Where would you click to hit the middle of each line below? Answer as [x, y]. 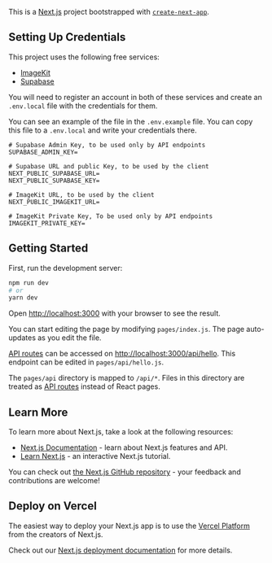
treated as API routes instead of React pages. [84, 386]
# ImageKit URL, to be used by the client [81, 194]
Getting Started [48, 249]
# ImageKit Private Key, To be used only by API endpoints [111, 216]
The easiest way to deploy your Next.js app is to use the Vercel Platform [129, 526]
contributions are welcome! [54, 481]
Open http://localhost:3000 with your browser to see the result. [115, 313]
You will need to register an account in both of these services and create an [135, 97]
